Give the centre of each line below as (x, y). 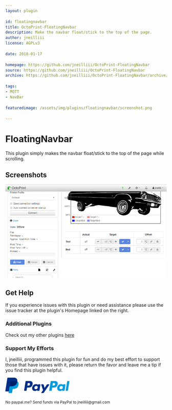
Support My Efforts (30, 348)
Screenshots (26, 175)
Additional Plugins (29, 324)
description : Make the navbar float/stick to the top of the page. (79, 32)
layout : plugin (21, 11)
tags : (11, 86)
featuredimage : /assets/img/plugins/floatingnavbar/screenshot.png (79, 108)
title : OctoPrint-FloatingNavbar (41, 27)
